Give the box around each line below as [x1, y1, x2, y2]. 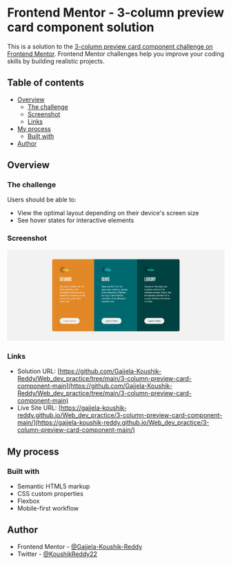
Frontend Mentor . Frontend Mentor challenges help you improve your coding [7, 50, 225, 58]
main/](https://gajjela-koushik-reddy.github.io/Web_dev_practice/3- [17, 419, 210, 427]
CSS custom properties [17, 490, 84, 498]
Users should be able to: [7, 195, 77, 204]
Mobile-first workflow [17, 504, 79, 513]
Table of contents [7, 77, 84, 89]
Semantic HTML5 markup [17, 482, 90, 490]
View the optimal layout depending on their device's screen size [17, 209, 199, 217]
